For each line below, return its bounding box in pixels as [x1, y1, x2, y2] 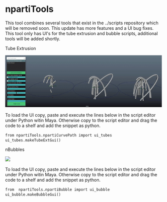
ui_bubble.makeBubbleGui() [5, 192, 61, 197]
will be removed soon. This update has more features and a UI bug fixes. [5, 25, 154, 31]
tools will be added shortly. [5, 36, 61, 42]
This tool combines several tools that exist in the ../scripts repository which [5, 20, 159, 26]
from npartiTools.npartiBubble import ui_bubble [5, 187, 110, 192]
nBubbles [5, 146, 25, 152]
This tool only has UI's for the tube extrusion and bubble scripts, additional [5, 30, 158, 36]
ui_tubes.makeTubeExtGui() [5, 137, 61, 142]
